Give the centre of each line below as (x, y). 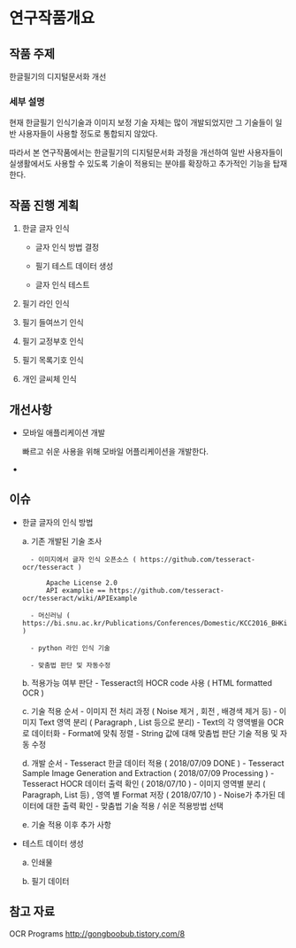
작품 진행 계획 (44, 205)
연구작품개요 (52, 18)
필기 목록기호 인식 (53, 361)
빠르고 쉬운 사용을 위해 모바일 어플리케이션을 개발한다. (115, 451)
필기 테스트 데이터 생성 (74, 266)
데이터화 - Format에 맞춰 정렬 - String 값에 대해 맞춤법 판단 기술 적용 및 (155, 733)
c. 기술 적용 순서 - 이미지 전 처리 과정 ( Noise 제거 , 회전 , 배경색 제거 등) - (149, 711)
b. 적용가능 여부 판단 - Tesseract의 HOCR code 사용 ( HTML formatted (147, 682)
